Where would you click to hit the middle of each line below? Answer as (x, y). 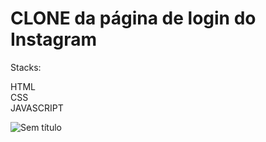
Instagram (54, 39)
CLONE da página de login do (133, 18)
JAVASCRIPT (37, 108)
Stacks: (26, 67)
